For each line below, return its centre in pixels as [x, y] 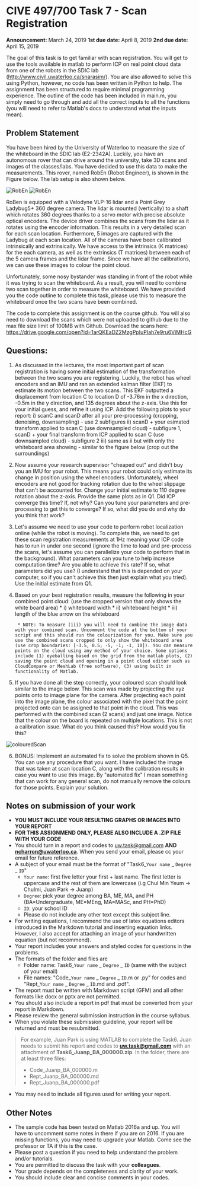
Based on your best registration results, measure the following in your [99, 595]
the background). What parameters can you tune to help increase [94, 558]
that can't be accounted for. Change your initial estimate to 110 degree [100, 490]
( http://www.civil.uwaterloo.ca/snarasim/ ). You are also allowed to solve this [99, 77]
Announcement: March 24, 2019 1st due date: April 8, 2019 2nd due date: [97, 40]
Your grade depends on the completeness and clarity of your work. [97, 1171]
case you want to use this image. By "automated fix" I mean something [101, 775]
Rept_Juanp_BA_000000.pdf [64, 1083]
